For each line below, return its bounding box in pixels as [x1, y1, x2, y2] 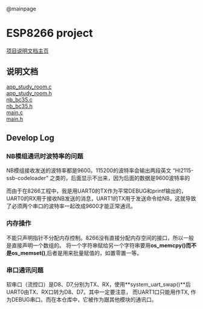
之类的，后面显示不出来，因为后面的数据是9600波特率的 [50, 174, 190, 182]
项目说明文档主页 [6, 47, 49, 54]
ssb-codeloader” [6, 174, 49, 182]
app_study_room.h [6, 89, 53, 96]
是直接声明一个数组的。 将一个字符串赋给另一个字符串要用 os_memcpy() [6, 242, 186, 249]
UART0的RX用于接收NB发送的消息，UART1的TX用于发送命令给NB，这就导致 [6, 195, 196, 202]
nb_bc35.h [6, 102, 33, 110]
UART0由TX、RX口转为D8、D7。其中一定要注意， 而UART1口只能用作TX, [6, 288, 190, 296]
